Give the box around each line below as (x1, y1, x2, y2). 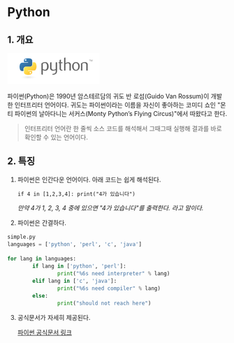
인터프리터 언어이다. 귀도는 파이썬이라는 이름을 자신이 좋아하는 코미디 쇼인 (14, 101, 217, 109)
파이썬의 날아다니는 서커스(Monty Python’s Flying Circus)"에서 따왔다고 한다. (14, 110, 228, 117)
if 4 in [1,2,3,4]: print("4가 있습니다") (17, 190, 136, 198)
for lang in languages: (7, 256, 77, 263)
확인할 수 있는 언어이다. (24, 133, 89, 141)
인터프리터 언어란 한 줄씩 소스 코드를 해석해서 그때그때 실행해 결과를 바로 (24, 124, 222, 133)
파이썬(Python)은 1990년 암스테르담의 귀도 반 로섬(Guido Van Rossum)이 (7, 92, 210, 100)
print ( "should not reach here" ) (57, 300, 152, 307)
